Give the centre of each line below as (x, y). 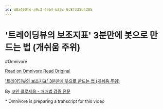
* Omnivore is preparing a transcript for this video (55, 101)
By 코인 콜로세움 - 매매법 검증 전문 (38, 91)
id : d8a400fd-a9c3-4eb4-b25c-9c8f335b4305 (49, 10)
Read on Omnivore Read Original (38, 71)
